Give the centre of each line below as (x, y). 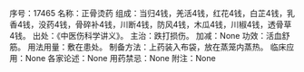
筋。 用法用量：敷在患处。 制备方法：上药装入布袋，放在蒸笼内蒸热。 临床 (148, 47)
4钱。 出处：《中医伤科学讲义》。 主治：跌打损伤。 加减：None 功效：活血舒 (150, 36)
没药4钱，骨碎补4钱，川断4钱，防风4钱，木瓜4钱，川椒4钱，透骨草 (165, 24)
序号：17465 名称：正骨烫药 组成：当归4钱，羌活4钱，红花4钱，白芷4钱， (148, 13)
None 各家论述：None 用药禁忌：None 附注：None (120, 58)
